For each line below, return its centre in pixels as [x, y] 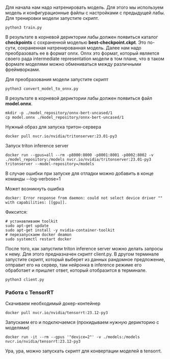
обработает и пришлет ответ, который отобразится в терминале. [76, 270]
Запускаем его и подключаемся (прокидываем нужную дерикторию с [82, 322]
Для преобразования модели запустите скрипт [57, 79]
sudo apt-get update [27, 226]
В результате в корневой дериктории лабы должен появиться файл [79, 98]
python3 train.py [24, 28]
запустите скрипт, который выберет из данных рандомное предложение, [85, 259]
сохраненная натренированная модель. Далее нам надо [79, 48]
